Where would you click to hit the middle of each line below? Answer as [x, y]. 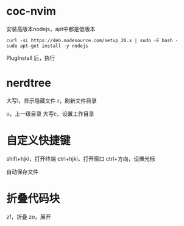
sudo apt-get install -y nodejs [47, 46]
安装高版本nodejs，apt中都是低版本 [51, 29]
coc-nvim [31, 11]
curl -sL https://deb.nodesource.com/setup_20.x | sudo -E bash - [92, 40]
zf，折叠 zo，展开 [29, 217]
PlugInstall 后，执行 [31, 58]
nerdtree [29, 83]
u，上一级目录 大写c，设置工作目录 [50, 114]
